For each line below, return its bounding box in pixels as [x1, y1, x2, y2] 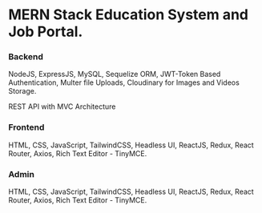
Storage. [8, 86, 37, 96]
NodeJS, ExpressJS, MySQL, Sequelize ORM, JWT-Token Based [8, 70, 221, 79]
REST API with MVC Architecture [8, 102, 116, 111]
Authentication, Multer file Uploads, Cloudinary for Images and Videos [8, 78, 240, 87]
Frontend [8, 122, 45, 133]
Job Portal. [8, 22, 83, 41]
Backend [8, 51, 44, 62]
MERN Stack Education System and [8, 6, 249, 24]
